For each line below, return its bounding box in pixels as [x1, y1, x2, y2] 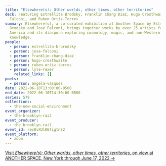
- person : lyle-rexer [9, 67, 54, 72]
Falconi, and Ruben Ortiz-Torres [9, 16, 79, 21]
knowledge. [9, 35, 32, 40]
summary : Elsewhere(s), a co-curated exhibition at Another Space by [5, 21, 152, 26]
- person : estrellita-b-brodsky [9, 44, 77, 49]
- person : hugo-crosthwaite [9, 58, 68, 63]
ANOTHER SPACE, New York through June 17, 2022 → [5, 155, 115, 161]
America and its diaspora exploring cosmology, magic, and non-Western [9, 30, 161, 35]
